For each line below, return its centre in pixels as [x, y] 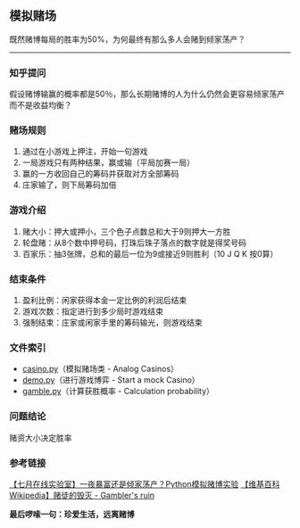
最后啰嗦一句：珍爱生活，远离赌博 [72, 514]
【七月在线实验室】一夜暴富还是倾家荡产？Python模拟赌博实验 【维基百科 [145, 483]
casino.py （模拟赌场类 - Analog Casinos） [100, 369]
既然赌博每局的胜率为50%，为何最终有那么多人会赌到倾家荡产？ [127, 39]
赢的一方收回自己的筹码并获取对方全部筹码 [100, 174]
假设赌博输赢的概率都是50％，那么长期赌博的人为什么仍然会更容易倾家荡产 [147, 94]
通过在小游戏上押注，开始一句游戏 [85, 152]
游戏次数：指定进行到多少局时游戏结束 [92, 311]
